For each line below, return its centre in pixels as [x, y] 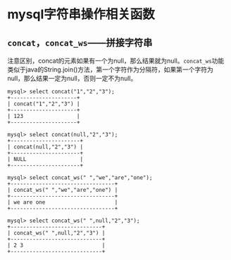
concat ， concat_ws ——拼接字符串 [80, 43]
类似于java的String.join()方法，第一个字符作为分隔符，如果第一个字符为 [110, 70]
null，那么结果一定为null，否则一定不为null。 [72, 78]
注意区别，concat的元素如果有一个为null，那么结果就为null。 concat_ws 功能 [116, 61]
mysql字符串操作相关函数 [81, 14]
